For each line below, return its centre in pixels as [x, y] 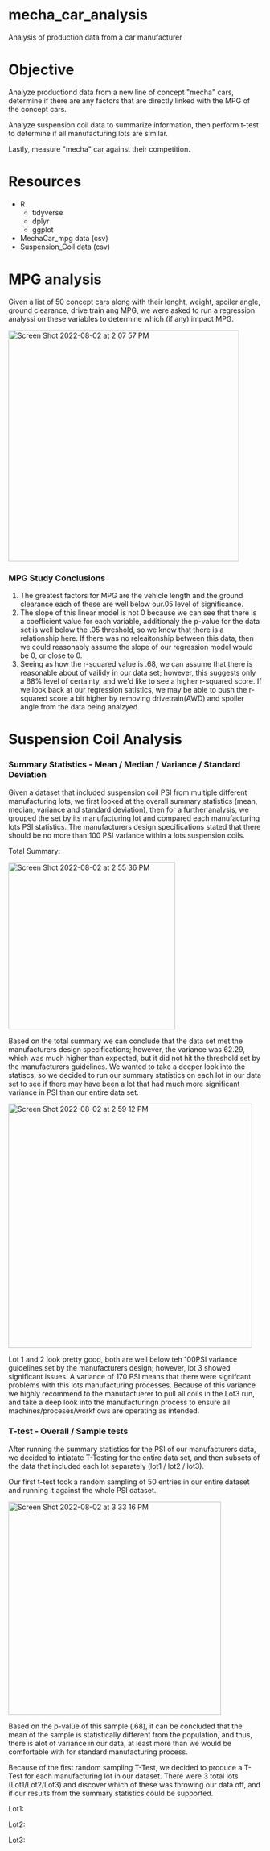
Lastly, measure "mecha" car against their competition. [99, 149]
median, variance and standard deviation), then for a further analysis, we [129, 809]
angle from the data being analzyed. [80, 707]
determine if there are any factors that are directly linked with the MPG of [129, 100]
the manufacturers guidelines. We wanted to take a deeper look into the [127, 1067]
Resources [45, 182]
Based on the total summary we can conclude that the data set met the [126, 1041]
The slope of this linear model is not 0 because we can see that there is [138, 613]
